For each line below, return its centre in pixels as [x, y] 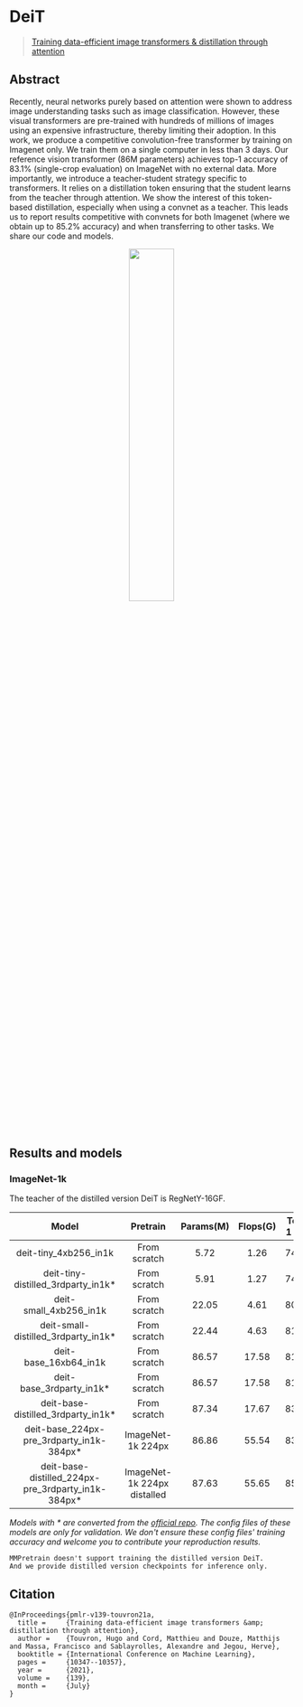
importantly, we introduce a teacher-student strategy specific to [128, 178]
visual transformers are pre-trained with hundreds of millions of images [142, 120]
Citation [32, 1594]
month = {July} [54, 1686]
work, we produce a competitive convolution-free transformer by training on [151, 140]
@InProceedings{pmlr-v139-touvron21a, [82, 1615]
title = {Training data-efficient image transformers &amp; [141, 1623]
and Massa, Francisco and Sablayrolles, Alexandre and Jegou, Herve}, [145, 1646]
